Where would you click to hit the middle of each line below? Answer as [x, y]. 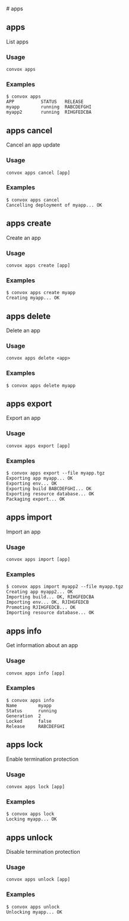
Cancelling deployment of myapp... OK [54, 205]
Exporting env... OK [32, 484]
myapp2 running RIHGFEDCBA [49, 113]
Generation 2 [24, 716]
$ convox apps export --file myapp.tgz [56, 473]
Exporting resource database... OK [50, 494]
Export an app [23, 418]
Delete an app [23, 330]
